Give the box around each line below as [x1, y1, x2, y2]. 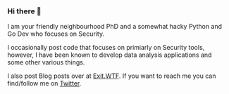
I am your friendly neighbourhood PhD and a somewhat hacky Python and [7, 22, 223, 31]
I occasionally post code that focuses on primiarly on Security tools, [7, 43, 205, 52]
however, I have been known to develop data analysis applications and [7, 51, 212, 59]
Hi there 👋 [7, 6, 42, 16]
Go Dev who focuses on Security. [7, 29, 104, 38]
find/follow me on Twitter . [7, 79, 82, 88]
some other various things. [7, 58, 85, 67]
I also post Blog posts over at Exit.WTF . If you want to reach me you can [7, 72, 216, 80]
